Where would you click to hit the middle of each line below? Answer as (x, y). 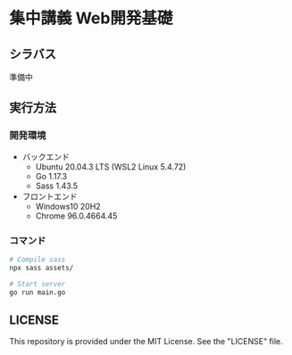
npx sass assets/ (42, 268)
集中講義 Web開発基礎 (91, 18)
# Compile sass (38, 260)
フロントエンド (50, 196)
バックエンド (46, 156)
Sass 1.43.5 (57, 186)
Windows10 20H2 (68, 206)
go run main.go (38, 292)
